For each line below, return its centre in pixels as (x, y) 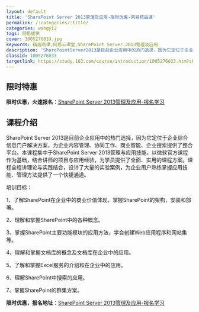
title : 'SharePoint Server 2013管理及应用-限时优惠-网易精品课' (81, 17)
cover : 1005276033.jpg (34, 39)
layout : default (26, 12)
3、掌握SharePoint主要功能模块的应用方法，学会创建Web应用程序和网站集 (97, 233)
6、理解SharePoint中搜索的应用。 (47, 278)
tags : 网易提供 (23, 34)
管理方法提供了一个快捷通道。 (53, 175)
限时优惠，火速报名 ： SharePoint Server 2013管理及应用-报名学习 (85, 102)
